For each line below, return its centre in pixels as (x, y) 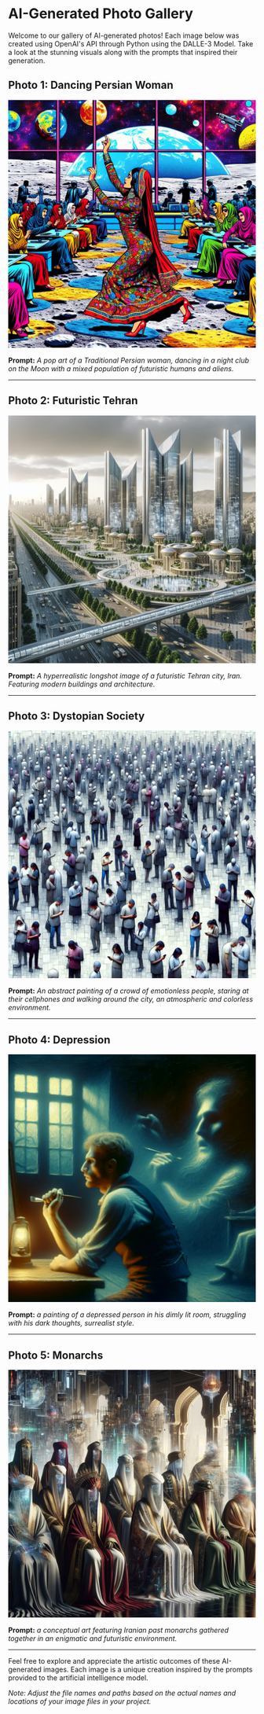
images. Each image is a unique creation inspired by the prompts (148, 1669)
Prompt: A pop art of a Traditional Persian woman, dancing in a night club (129, 360)
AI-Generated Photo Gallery (101, 14)
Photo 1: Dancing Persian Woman (91, 85)
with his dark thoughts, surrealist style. (71, 1323)
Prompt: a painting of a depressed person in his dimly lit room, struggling (127, 1315)
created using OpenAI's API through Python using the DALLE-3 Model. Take (131, 43)
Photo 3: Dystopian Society (77, 716)
